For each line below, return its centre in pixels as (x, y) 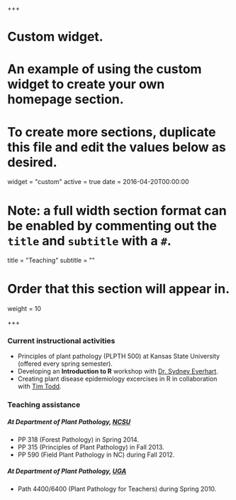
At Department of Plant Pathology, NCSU (69, 422)
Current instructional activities (61, 341)
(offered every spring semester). (65, 364)
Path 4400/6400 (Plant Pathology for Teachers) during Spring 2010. (117, 489)
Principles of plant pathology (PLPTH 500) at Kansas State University (119, 357)
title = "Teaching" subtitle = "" (51, 261)
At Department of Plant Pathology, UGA (67, 471)
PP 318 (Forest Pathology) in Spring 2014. (78, 440)
